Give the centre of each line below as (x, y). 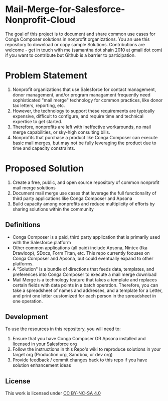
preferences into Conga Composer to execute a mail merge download (85, 274)
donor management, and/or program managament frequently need (81, 94)
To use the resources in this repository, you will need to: (63, 329)
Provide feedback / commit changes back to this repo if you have (80, 360)
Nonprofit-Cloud (40, 20)
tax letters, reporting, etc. (39, 105)
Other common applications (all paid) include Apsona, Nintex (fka (80, 248)
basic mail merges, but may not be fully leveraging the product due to (84, 143)
